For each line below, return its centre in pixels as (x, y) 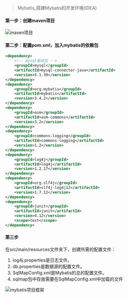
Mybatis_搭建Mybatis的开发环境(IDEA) (57, 8)
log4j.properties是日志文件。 (42, 260)
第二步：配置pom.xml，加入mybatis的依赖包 (52, 45)
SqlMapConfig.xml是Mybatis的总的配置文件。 (59, 273)
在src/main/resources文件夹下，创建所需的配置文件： (61, 249)
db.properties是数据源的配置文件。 (48, 266)
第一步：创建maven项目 (30, 20)
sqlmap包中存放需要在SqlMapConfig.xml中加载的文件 (68, 279)
